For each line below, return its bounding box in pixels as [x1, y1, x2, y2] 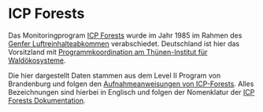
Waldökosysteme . [8, 56, 66, 65]
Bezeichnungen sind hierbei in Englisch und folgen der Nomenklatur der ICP [8, 87, 255, 96]
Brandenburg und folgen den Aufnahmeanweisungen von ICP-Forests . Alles [8, 79, 254, 89]
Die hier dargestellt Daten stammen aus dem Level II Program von [8, 70, 221, 80]
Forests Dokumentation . [8, 96, 86, 105]
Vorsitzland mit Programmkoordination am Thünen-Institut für [8, 47, 208, 56]
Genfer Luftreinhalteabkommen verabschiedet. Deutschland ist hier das [8, 38, 240, 48]
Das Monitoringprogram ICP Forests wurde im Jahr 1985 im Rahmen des [8, 31, 243, 40]
